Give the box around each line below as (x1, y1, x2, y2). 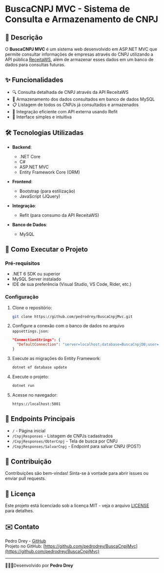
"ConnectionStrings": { (12, 338, 61, 342)
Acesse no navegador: (12, 392, 58, 398)
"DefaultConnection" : (17, 342, 61, 347)
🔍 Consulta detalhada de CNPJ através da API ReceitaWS (12, 89, 129, 95)
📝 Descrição (5, 33, 43, 42)
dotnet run (12, 383, 35, 388)
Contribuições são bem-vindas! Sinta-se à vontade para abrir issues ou (5, 470, 149, 476)
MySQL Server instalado (12, 276, 61, 282)
